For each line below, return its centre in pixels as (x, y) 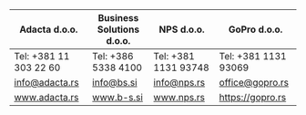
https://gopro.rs (253, 97)
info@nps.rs (179, 83)
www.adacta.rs (46, 97)
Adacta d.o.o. (49, 29)
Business (118, 18)
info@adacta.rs (46, 83)
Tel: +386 (113, 56)
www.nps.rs (179, 97)
